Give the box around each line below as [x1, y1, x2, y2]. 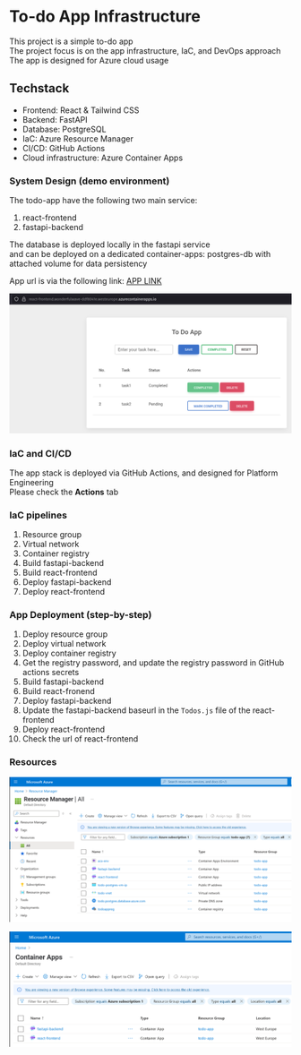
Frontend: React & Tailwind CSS [21, 105, 140, 116]
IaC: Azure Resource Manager [21, 133, 134, 144]
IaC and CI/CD [9, 447, 72, 459]
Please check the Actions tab [9, 486, 119, 497]
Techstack [9, 81, 70, 96]
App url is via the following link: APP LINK [9, 276, 163, 287]
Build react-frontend [21, 567, 98, 579]
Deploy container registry [21, 648, 116, 659]
